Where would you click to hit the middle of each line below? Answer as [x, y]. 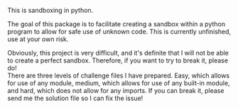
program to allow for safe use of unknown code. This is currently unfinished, [119, 32]
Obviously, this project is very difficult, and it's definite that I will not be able [118, 53]
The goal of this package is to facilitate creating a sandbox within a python [117, 24]
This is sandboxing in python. [50, 10]
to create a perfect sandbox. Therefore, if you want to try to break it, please [118, 60]
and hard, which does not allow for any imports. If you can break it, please [116, 91]
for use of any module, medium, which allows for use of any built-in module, [119, 83]
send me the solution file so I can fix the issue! [75, 98]
